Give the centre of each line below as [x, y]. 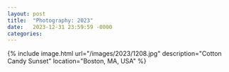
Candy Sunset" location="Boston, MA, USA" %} [77, 61]
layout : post [27, 14]
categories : [25, 34]
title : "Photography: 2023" [50, 20]
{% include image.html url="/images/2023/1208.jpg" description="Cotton [114, 54]
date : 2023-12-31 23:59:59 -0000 [60, 27]
